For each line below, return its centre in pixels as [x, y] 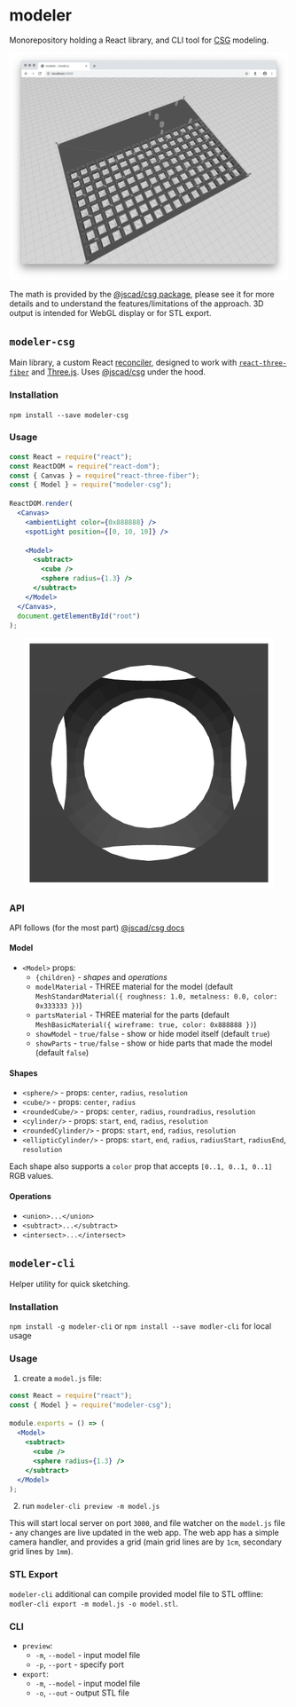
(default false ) [62, 1052]
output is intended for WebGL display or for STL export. [110, 313]
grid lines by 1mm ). [41, 1552]
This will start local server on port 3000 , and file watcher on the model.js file [147, 1523]
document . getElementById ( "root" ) [79, 616]
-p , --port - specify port [79, 1664]
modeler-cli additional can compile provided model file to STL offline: [136, 1593]
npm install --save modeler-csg [69, 415]
